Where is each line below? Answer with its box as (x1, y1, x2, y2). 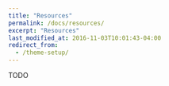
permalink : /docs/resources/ (8, 19, 105, 27)
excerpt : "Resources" (8, 26, 80, 34)
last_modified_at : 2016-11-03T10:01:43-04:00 (8, 33, 161, 42)
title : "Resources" (8, 11, 73, 20)
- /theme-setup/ (15, 49, 69, 57)
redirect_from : (8, 41, 59, 49)
